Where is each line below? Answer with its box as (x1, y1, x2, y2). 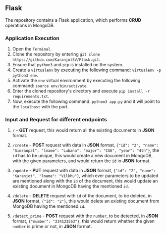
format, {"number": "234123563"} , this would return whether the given (12, 218, 155, 224)
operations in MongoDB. (5, 22, 55, 28)
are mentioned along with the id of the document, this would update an (12, 178, 158, 184)
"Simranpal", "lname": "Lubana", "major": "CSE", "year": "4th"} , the (12, 147, 160, 153)
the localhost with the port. (12, 104, 69, 110)
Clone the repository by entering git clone (12, 51, 100, 57)
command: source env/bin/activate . (12, 83, 88, 89)
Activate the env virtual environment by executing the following (12, 78, 141, 84)
